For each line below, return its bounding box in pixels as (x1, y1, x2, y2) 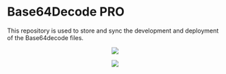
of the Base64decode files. (7, 33, 84, 41)
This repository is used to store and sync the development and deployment (7, 26, 219, 35)
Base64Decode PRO (7, 4, 125, 20)
